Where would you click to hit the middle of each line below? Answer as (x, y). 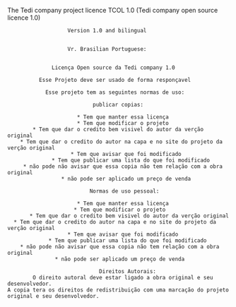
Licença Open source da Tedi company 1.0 (113, 68)
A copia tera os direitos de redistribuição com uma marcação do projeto (118, 290)
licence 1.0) (24, 18)
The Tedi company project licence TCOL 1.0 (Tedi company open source (113, 10)
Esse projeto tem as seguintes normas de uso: (115, 92)
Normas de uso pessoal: (124, 191)
